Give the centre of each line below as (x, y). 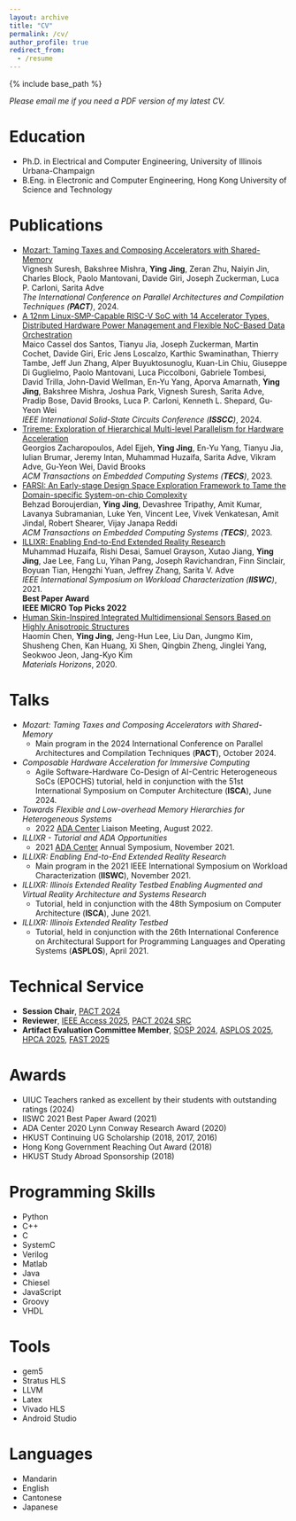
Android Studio (49, 1418)
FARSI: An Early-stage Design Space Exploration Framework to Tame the (154, 485)
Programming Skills (83, 1192)
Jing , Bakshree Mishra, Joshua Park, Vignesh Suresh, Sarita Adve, (143, 391)
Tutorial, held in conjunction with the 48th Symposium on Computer (158, 903)
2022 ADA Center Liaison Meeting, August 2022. (124, 828)
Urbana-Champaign (58, 170)
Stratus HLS (44, 1380)
